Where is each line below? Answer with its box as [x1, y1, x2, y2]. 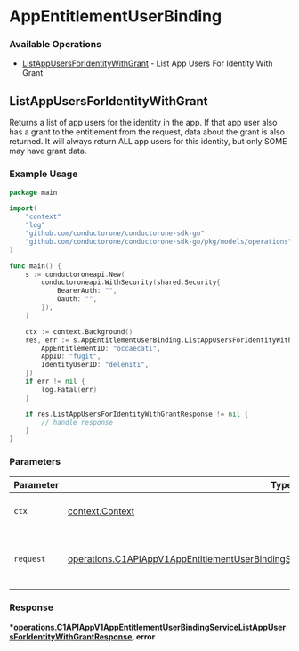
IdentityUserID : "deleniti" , [41, 361, 149, 370]
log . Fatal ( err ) [41, 385, 98, 394]
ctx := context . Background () [25, 327, 133, 336]
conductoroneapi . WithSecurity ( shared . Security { [41, 278, 221, 287]
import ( [9, 204, 38, 213]
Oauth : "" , [56, 295, 98, 304]
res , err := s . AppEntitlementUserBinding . [25, 336, 185, 345]
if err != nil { [25, 377, 86, 387]
